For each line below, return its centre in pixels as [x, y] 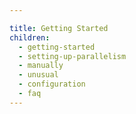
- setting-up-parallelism [72, 56]
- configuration [52, 84]
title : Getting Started [59, 28]
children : [30, 37]
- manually [41, 66]
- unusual [38, 75]
